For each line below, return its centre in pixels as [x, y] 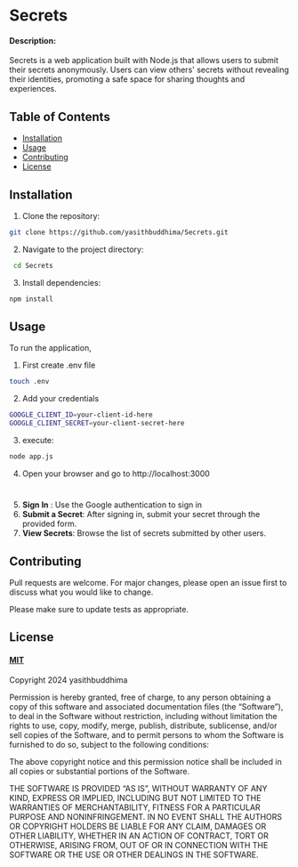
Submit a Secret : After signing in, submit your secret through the [141, 515]
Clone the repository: [61, 216]
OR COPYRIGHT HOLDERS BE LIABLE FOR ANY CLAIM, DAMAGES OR [138, 826]
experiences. [33, 89]
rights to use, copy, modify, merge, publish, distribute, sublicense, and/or [143, 725]
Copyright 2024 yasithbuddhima [68, 680]
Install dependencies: [61, 282]
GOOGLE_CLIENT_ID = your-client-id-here [81, 415]
